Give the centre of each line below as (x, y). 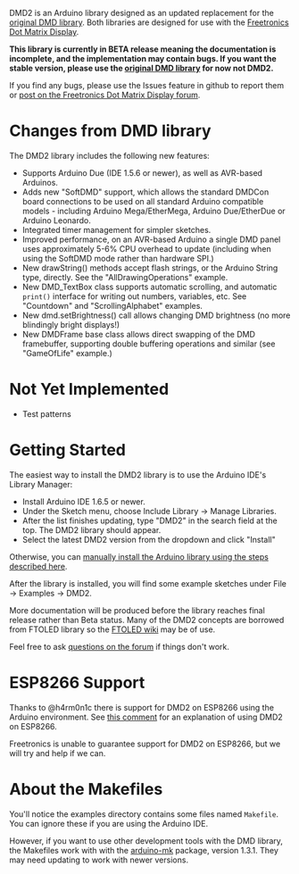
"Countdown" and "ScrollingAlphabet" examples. (112, 305)
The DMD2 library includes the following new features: (109, 155)
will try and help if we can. (58, 753)
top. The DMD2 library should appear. (91, 529)
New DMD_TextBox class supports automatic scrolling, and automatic (149, 287)
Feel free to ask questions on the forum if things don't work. (120, 646)
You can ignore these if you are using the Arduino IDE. (108, 823)
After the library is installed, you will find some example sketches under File (148, 583)
